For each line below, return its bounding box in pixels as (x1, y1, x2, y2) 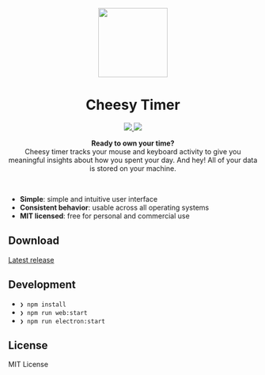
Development (8, 278, 77, 292)
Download (8, 234, 59, 248)
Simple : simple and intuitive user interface (19, 194, 158, 203)
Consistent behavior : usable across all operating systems (19, 203, 210, 212)
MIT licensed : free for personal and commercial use (19, 210, 190, 221)
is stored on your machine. (89, 163, 176, 173)
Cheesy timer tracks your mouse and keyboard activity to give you (25, 146, 241, 156)
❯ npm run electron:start (19, 317, 105, 325)
